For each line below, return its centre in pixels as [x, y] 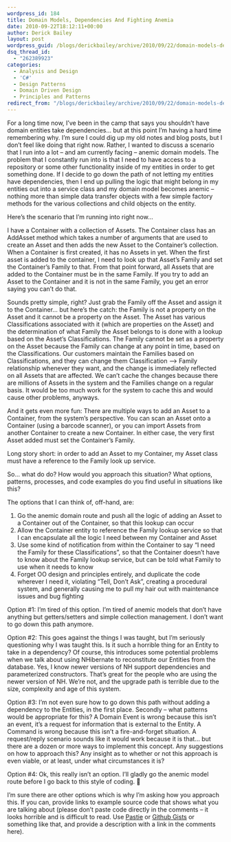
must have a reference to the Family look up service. [81, 461]
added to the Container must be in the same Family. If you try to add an [108, 274]
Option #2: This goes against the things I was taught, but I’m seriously [106, 637]
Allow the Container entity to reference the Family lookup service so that [120, 530]
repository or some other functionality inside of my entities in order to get [111, 167]
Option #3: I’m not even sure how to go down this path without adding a [109, 702]
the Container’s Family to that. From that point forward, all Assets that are [111, 267]
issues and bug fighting [51, 596]
